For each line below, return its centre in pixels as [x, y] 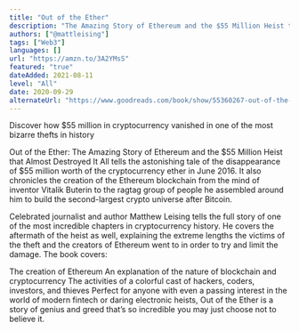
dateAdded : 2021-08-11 [51, 76]
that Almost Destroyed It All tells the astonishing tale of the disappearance [145, 162]
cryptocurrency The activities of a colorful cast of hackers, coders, [132, 281]
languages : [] [36, 51]
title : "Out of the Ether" [59, 17]
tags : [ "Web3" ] [37, 42]
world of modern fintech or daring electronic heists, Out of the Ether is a [141, 300]
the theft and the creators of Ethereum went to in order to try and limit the [144, 245]
